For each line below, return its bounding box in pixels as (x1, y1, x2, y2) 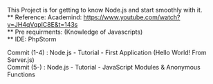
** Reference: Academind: (7, 13, 82, 21)
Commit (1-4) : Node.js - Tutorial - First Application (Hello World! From (7, 48, 207, 56)
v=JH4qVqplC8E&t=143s (7, 21, 78, 28)
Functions (7, 70, 36, 78)
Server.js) (7, 56, 35, 64)
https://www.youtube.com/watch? (83, 13, 181, 21)
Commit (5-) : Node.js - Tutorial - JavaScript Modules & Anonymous (7, 63, 201, 71)
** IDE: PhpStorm (7, 35, 57, 43)
